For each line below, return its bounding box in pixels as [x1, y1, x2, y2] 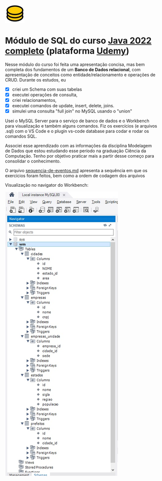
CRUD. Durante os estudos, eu [5, 77, 66, 82]
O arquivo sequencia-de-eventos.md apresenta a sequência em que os [5, 168, 148, 174]
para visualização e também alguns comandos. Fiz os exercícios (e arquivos [5, 123, 158, 129]
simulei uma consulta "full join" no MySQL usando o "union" [12, 108, 132, 114]
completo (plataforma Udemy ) [5, 46, 130, 57]
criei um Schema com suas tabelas [12, 86, 82, 92]
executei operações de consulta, [12, 92, 78, 97]
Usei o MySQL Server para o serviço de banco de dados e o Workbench [5, 118, 149, 124]
